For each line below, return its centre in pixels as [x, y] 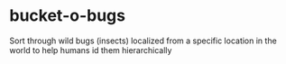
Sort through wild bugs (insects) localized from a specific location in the [143, 41]
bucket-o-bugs [68, 16]
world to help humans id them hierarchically [91, 50]
